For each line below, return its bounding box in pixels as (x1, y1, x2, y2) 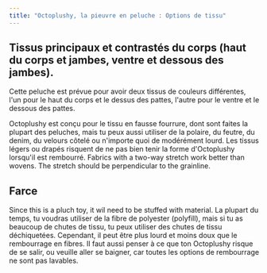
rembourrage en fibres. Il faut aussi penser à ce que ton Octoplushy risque (9, 239, 253, 248)
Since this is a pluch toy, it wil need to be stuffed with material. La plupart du (9, 206, 259, 215)
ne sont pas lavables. (9, 256, 79, 266)
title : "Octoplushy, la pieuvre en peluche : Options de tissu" (9, 11, 226, 20)
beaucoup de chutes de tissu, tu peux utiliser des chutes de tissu (9, 222, 222, 232)
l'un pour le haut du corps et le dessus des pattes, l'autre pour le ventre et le (9, 95, 260, 105)
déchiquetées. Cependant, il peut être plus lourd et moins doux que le (9, 231, 238, 240)
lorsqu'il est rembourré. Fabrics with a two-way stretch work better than (9, 152, 245, 163)
